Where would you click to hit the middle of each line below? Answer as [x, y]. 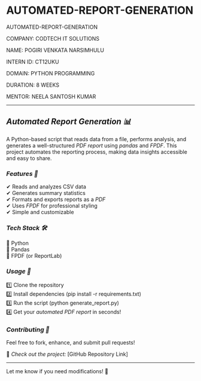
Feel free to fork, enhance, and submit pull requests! [71, 342]
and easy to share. [29, 158]
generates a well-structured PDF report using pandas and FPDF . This [92, 145]
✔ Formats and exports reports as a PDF [56, 199]
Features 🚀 [22, 173]
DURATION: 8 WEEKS [33, 85]
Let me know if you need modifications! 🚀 [57, 371]
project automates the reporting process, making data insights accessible [97, 152]
